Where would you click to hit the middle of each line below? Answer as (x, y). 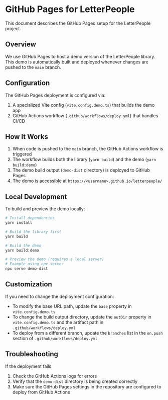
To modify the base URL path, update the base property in (72, 306)
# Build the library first (33, 232)
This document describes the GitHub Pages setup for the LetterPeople (78, 23)
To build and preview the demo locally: (45, 209)
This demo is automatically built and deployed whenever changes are (77, 62)
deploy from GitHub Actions (41, 392)
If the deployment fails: (29, 366)
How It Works (27, 137)
